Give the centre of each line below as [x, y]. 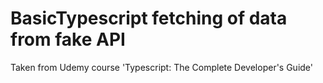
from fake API [68, 39]
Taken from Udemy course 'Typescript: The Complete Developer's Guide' [162, 67]
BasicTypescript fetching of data [149, 18]
